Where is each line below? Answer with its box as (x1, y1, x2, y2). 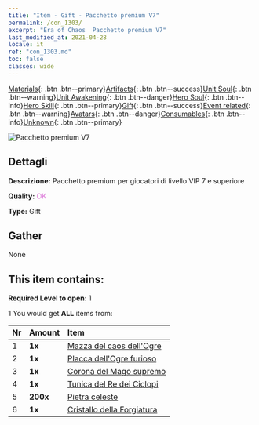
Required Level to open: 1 (8, 293, 92, 303)
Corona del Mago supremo (67, 366, 166, 377)
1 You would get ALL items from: (8, 309, 113, 318)
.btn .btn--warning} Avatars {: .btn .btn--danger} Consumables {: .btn (8, 109, 225, 118)
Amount (28, 327, 60, 338)
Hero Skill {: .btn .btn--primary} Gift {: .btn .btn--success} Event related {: (23, 100, 251, 110)
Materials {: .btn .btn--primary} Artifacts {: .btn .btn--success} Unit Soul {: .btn (8, 84, 253, 93)
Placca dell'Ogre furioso (67, 354, 157, 365)
